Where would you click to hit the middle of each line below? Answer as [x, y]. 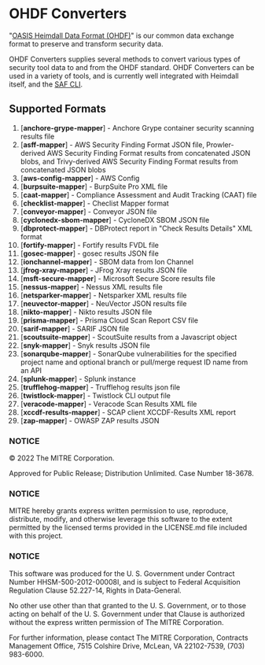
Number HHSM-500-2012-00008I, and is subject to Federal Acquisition [125, 582]
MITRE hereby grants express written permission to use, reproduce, [119, 511]
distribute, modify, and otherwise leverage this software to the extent [121, 519]
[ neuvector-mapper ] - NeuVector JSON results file [103, 303]
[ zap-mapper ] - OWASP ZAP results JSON [90, 420]
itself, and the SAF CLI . [46, 84]
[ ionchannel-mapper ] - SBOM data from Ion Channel [107, 261]
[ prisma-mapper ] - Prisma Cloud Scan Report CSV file [109, 320]
